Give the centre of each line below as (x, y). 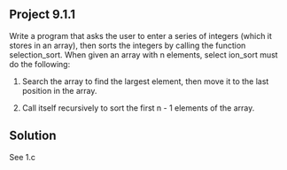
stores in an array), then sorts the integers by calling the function (128, 45)
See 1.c (22, 157)
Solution (33, 136)
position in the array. (59, 90)
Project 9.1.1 (43, 15)
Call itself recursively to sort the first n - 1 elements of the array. (138, 108)
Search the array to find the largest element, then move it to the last (145, 81)
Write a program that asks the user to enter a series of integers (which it (141, 35)
